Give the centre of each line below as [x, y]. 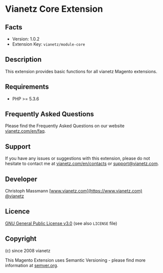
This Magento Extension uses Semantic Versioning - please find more [75, 260]
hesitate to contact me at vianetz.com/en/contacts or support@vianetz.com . [82, 164]
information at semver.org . [32, 265]
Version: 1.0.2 [26, 39]
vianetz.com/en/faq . [25, 131]
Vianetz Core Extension [54, 9]
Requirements [27, 87]
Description [23, 60]
